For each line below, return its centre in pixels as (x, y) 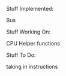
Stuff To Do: (21, 55)
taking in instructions (32, 66)
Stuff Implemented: (30, 9)
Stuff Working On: (28, 32)
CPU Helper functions (33, 43)
